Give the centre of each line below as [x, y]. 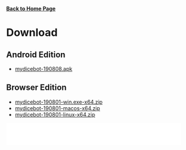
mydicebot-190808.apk [44, 69]
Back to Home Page [31, 9]
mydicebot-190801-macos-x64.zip [57, 108]
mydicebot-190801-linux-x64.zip [55, 114]
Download [32, 33]
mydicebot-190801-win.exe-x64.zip [59, 102]
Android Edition [36, 54]
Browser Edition [36, 88]
